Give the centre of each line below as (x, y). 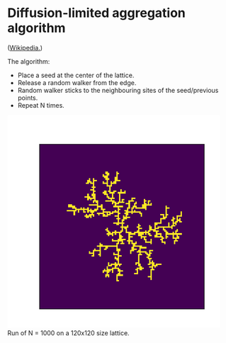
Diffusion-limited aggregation (97, 13)
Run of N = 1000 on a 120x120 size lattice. (68, 333)
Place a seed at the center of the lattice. (76, 75)
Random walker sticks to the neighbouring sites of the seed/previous (118, 90)
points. (28, 98)
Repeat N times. (41, 105)
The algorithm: (29, 61)
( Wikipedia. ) (25, 47)
